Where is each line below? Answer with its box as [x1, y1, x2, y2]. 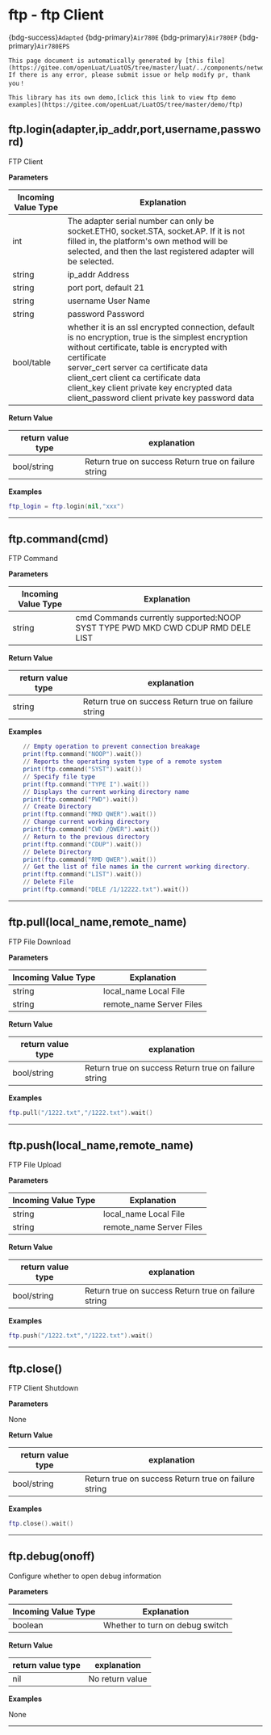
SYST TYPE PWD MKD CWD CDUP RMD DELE [75, 623, 252, 634]
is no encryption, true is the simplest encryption [67, 331, 248, 343]
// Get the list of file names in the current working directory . [23, 863, 251, 871]
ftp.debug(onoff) [8, 1550, 95, 1564]
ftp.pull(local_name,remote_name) [8, 915, 187, 929]
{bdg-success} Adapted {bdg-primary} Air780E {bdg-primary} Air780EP [8, 32, 238, 42]
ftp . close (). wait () [8, 1520, 74, 1528]
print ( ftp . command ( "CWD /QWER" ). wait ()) [23, 825, 161, 834]
